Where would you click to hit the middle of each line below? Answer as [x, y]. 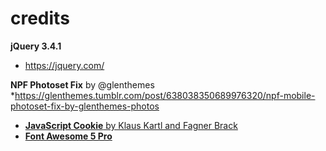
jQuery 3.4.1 [36, 46]
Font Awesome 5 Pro [68, 136]
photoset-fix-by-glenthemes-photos [85, 106]
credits [40, 18]
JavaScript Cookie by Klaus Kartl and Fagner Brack [131, 125]
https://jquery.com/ [64, 65]
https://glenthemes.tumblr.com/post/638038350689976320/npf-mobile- [165, 95]
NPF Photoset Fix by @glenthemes [82, 84]
